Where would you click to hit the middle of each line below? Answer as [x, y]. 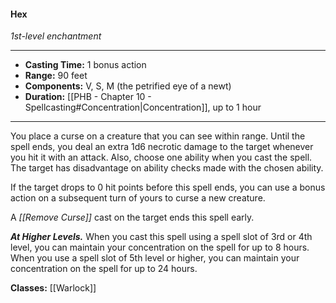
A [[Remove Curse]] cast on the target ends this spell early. [132, 217]
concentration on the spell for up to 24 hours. [104, 269]
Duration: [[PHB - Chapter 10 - [88, 97]
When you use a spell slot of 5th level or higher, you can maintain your [155, 258]
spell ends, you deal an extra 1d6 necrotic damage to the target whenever [162, 147]
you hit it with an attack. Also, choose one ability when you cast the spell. [161, 157]
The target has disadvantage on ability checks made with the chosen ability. [167, 168]
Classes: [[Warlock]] [53, 288]
